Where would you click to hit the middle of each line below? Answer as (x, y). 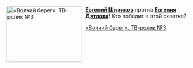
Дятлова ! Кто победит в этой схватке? (136, 16)
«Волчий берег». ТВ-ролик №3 (126, 28)
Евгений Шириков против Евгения (131, 9)
